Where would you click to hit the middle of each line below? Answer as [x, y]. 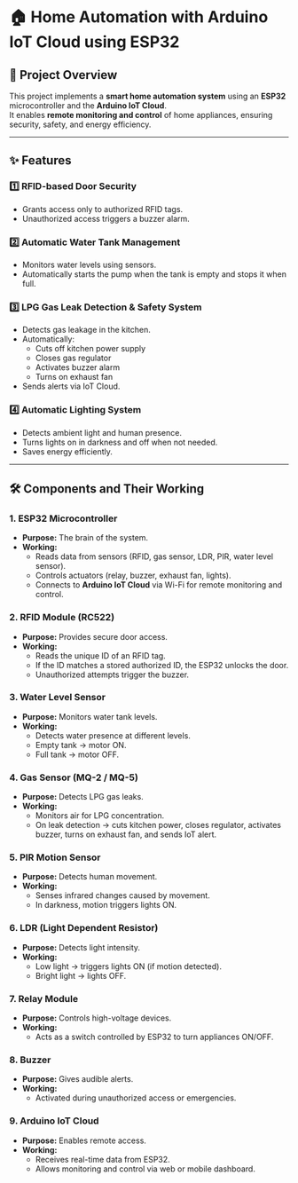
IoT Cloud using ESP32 [94, 42]
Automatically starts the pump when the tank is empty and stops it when [154, 274]
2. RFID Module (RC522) [62, 618]
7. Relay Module [43, 998]
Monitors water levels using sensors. [89, 264]
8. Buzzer [30, 1060]
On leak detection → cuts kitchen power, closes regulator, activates [158, 825]
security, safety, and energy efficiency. [80, 124]
